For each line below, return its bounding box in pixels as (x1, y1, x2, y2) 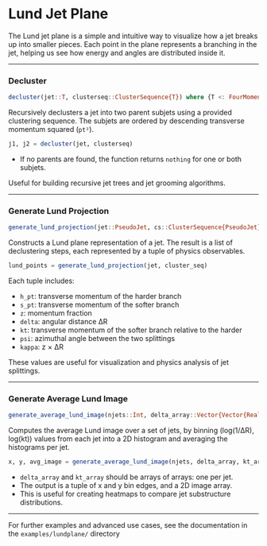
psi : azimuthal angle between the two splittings (19, 334, 176, 343)
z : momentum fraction (19, 308, 93, 318)
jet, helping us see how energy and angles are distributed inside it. (8, 48, 226, 57)
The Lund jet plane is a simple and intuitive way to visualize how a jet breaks (8, 31, 258, 41)
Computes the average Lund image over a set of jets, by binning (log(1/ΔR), (8, 426, 254, 436)
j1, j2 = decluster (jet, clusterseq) (8, 140, 133, 148)
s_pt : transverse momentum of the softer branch (19, 300, 180, 310)
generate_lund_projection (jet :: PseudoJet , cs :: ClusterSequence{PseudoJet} (8, 223, 261, 231)
